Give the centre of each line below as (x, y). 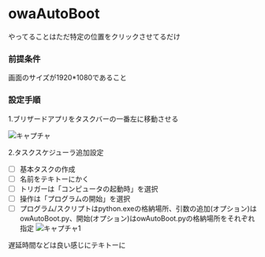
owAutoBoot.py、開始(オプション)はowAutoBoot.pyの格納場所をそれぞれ (137, 218)
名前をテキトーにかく (54, 179)
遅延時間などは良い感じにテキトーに (67, 244)
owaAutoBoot (54, 14)
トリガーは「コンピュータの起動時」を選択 (89, 188)
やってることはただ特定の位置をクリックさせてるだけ (95, 36)
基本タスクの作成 (47, 169)
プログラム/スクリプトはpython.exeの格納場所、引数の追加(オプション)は (138, 208)
